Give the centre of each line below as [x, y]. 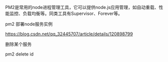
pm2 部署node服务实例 [29, 24]
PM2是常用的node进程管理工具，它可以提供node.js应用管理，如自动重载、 [82, 7]
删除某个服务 [18, 44]
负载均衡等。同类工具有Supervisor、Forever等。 [72, 13]
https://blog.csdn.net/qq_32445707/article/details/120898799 [69, 34]
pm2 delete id [20, 54]
